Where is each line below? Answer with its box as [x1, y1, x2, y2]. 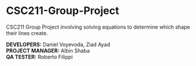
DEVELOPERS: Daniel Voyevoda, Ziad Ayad [6, 41, 111, 48]
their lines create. [6, 29, 48, 36]
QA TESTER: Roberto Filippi [6, 53, 73, 60]
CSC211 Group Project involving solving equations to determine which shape [6, 23, 190, 30]
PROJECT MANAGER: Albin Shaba [6, 47, 90, 54]
